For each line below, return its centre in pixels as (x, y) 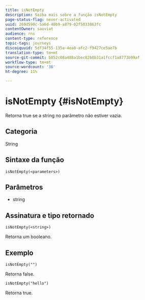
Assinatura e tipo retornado (50, 216)
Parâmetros (24, 187)
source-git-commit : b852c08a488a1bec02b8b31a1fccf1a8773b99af (72, 57)
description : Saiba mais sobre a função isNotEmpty (61, 15)
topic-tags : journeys (28, 43)
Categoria (21, 131)
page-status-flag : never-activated (43, 19)
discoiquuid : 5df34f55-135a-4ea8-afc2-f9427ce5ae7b (61, 48)
